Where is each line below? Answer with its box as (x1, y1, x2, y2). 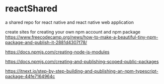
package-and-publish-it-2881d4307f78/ (5, 39, 87, 45)
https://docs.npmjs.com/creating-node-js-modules (5, 49, 110, 55)
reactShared (5, 3, 58, 14)
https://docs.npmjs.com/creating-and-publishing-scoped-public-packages (5, 58, 159, 64)
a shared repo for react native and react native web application (5, 19, 134, 25)
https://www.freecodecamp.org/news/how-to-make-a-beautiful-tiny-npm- (5, 34, 159, 40)
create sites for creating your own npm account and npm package (5, 29, 141, 35)
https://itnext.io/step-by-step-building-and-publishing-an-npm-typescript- (5, 68, 159, 74)
